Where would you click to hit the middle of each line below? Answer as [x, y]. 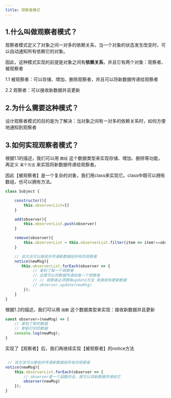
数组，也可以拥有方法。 [30, 182]
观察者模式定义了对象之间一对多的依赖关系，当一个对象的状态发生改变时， [83, 45]
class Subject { [22, 191]
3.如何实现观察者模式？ [42, 145]
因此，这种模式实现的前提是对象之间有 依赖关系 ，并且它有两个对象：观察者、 [85, 62]
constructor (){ [31, 201]
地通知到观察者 [21, 127]
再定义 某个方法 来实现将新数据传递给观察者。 [52, 165]
